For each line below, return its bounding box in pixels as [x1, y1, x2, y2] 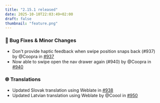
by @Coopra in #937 [12, 53, 54, 59]
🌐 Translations [5, 76, 41, 83]
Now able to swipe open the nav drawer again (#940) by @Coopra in [12, 58, 152, 64]
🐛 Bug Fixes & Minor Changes [5, 37, 77, 44]
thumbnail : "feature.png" [5, 21, 58, 26]
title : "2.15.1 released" [5, 7, 58, 12]
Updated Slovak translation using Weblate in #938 [12, 87, 114, 93]
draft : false [5, 16, 32, 21]
